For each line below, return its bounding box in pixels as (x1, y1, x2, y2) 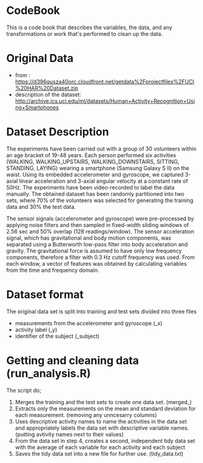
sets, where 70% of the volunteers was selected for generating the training (6, 197, 194, 204)
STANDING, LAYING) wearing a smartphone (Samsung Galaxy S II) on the (6, 164, 190, 172)
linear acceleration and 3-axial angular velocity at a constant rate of (19, 177, 188, 184)
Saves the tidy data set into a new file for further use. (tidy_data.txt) (15, 450, 184, 457)
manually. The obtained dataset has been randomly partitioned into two (6, 190, 185, 197)
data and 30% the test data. (6, 203, 76, 210)
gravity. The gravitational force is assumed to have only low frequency (6, 247, 182, 254)
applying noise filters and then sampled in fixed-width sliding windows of (6, 221, 189, 228)
